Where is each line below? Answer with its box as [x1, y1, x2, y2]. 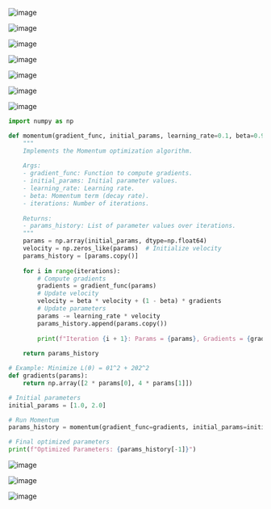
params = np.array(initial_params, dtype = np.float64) [23, 237, 207, 246]
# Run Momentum [8, 416, 60, 424]
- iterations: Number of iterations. [23, 199, 150, 208]
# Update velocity [37, 289, 99, 298]
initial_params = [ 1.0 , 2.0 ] [8, 401, 106, 410]
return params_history [23, 350, 99, 358]
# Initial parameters [8, 393, 81, 402]
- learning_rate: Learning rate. [23, 184, 135, 192]
